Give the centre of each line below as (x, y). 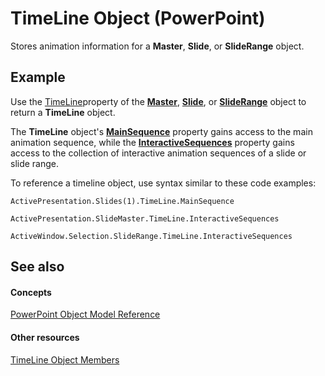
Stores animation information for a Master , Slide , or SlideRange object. (157, 46)
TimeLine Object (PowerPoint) (138, 18)
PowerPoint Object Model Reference (85, 314)
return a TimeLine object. (63, 112)
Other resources (45, 337)
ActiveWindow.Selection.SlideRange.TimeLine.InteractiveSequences (151, 236)
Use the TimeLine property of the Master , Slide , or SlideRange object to (158, 101)
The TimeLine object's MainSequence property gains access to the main (161, 131)
